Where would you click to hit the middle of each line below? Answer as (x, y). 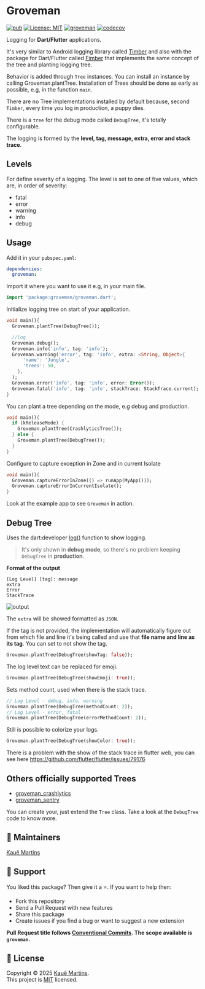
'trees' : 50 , (39, 366)
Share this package (40, 914)
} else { (23, 435)
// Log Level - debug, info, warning (55, 701)
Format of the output (33, 568)
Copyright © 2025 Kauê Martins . (48, 973)
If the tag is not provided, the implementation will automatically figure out (99, 631)
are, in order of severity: (37, 186)
